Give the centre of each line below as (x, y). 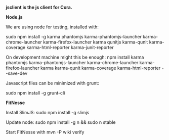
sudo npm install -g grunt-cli (35, 93)
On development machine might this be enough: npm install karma (75, 57)
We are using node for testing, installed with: (52, 27)
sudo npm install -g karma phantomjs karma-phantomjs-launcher (74, 37)
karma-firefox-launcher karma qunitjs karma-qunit (96, 42)
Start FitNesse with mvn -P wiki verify (45, 132)
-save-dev (17, 73)
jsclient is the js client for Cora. (39, 7)
